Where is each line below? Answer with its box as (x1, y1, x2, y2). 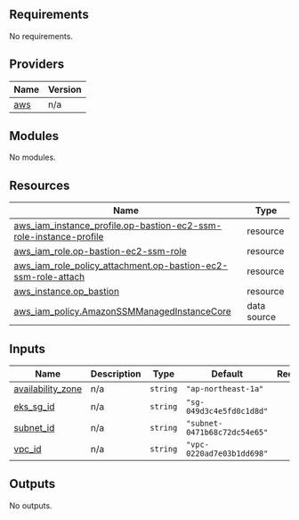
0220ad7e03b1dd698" (185, 449, 269, 458)
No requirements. (9, 30, 74, 41)
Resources (9, 177, 70, 193)
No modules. (9, 152, 56, 163)
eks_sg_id (13, 400, 55, 413)
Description (90, 367, 141, 380)
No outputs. (9, 499, 53, 511)
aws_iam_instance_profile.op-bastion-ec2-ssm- (13, 219, 222, 232)
